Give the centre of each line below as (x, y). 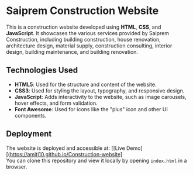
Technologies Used (42, 71)
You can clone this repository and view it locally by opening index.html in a (96, 160)
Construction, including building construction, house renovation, (83, 39)
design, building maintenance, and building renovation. (72, 52)
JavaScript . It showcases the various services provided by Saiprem (88, 33)
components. (30, 115)
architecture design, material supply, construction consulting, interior (89, 46)
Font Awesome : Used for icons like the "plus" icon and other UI (91, 109)
